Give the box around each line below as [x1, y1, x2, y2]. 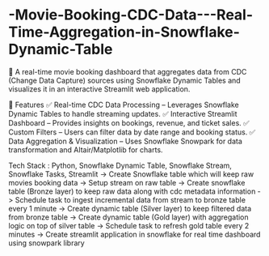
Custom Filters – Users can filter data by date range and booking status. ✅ [8, 127, 256, 137]
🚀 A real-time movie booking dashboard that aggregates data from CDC [8, 66, 247, 76]
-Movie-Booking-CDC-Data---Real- [8, 6, 254, 24]
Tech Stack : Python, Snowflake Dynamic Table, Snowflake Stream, [8, 160, 233, 170]
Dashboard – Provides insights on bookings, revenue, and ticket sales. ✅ [8, 117, 250, 127]
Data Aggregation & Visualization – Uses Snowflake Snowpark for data [8, 136, 242, 146]
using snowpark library [8, 237, 85, 248]
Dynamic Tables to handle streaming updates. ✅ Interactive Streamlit [8, 109, 237, 118]
